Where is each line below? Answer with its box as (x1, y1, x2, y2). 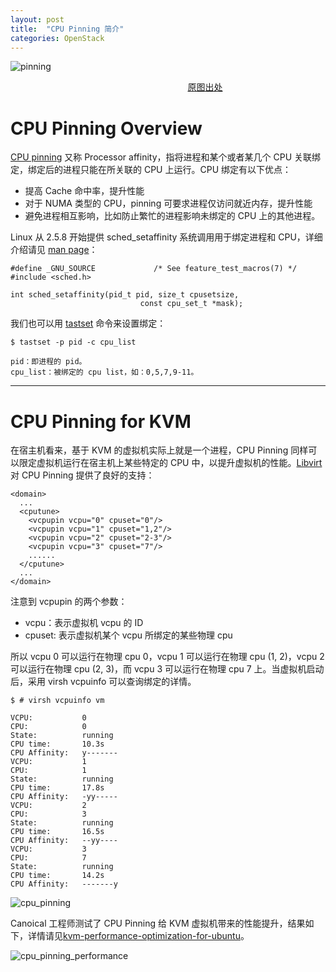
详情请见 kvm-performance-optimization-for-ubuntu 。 (27, 930, 250, 942)
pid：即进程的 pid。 (10, 357, 87, 367)
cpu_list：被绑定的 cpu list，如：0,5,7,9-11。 (10, 367, 199, 378)
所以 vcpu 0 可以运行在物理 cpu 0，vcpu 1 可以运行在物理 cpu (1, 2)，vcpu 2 (10, 651, 325, 663)
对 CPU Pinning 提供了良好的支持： (10, 469, 155, 481)
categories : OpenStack (10, 33, 105, 43)
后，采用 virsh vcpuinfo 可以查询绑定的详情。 (10, 676, 197, 688)
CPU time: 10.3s (10, 739, 105, 750)
